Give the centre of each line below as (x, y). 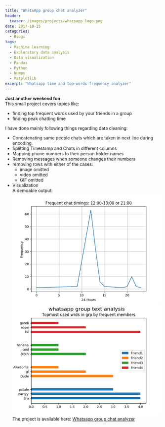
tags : (11, 42)
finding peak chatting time (39, 119)
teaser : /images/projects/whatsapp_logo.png (56, 21)
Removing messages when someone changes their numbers (74, 159)
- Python (19, 68)
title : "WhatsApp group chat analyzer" (46, 10)
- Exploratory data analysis (40, 52)
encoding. (22, 143)
